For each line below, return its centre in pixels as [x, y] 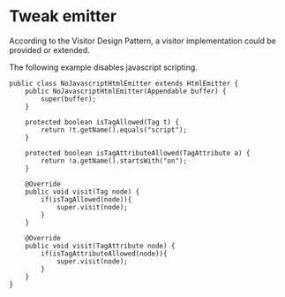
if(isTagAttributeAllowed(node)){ [104, 254]
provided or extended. [49, 49]
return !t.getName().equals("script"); [114, 130]
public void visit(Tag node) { [82, 192]
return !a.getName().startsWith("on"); [114, 161]
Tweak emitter [63, 16]
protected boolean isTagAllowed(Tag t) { [102, 122]
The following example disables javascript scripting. [104, 67]
